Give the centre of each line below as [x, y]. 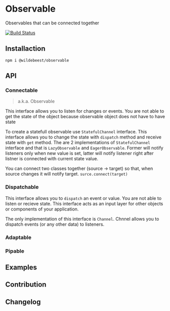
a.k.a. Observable [36, 101]
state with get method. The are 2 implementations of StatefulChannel [78, 143]
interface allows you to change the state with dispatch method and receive [83, 137]
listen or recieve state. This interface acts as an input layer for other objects [84, 203]
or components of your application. [42, 209]
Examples [21, 267]
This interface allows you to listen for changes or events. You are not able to [85, 111]
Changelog [23, 302]
